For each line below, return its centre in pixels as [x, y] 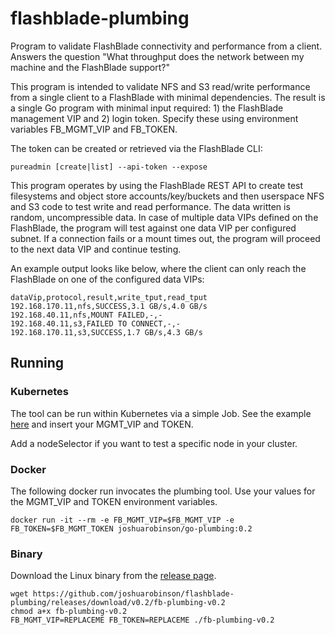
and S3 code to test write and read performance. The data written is [150, 206]
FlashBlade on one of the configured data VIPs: [107, 279]
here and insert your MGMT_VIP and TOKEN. [102, 424]
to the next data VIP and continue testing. [96, 249]
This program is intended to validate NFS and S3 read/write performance [160, 86]
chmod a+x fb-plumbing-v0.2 [69, 612]
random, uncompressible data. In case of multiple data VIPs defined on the [164, 217]
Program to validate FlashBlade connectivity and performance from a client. [166, 46]
